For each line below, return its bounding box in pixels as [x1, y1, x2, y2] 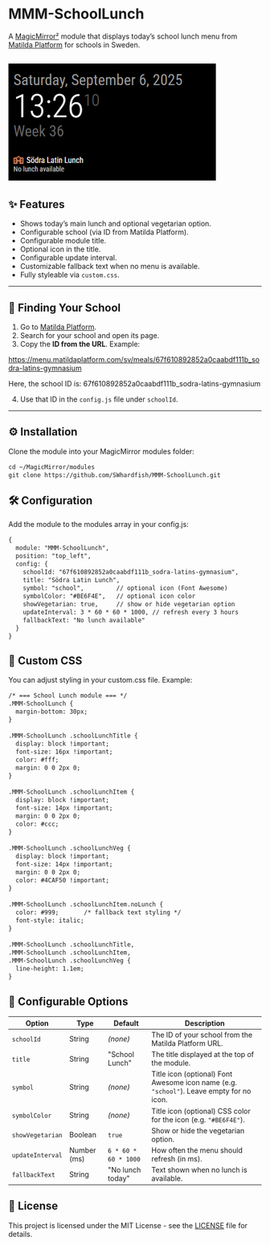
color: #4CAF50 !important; [15, 876, 110, 884]
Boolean [69, 1130, 97, 1140]
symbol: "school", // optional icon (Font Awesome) [22, 584, 228, 592]
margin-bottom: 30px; [15, 708, 88, 716]
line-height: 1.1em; [15, 965, 84, 973]
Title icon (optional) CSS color [151, 1106, 251, 1116]
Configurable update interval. [19, 253, 117, 263]
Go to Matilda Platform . [19, 322, 96, 332]
